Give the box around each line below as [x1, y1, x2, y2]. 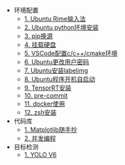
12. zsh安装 [24, 108, 57, 116]
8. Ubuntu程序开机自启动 [24, 75, 96, 83]
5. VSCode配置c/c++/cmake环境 [24, 49, 118, 57]
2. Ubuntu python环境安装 [24, 23, 99, 31]
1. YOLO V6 [24, 151, 57, 159]
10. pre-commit [24, 92, 68, 99]
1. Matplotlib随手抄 [24, 126, 78, 133]
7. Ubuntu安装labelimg [24, 66, 88, 75]
